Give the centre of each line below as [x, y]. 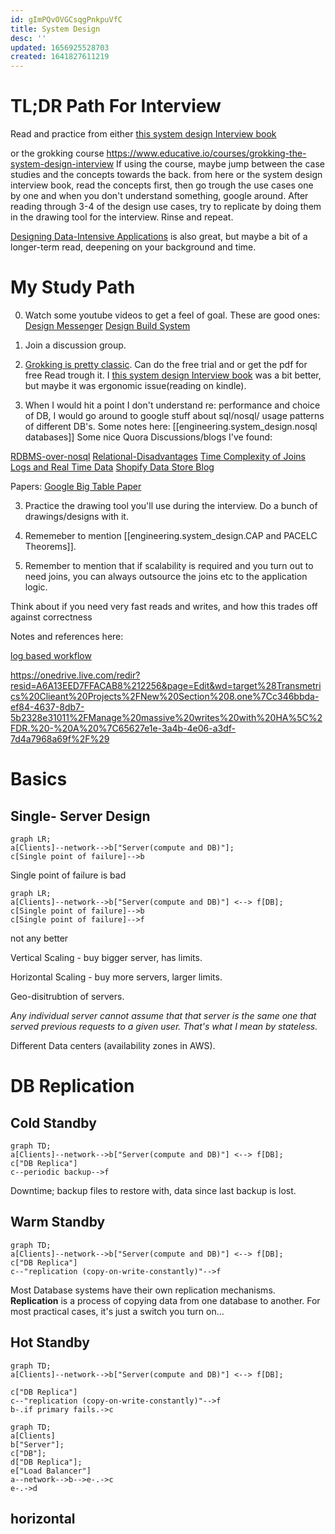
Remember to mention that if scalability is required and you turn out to [169, 565]
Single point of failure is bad [68, 875]
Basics [39, 779]
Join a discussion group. [75, 345]
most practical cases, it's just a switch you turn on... [117, 1311]
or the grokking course [57, 153]
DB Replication [72, 1086]
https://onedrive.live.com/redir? [75, 675]
